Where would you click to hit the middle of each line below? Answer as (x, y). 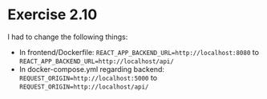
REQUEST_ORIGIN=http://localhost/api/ (84, 87)
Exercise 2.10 (53, 15)
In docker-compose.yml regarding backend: (92, 69)
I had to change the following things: (68, 37)
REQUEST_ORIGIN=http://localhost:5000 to (88, 77)
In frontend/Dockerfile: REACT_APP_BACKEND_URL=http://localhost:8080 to (139, 52)
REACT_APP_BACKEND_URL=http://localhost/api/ (96, 61)
